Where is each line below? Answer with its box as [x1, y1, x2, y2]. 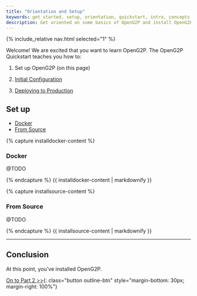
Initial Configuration [14, 76, 63, 83]
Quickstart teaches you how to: [6, 53, 82, 60]
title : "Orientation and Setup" [6, 8, 85, 15]
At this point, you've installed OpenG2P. [6, 265, 103, 273]
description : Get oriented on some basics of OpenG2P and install [6, 19, 172, 25]
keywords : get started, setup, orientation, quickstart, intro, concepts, [6, 14, 193, 20]
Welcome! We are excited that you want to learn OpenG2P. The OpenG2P [6, 47, 184, 54]
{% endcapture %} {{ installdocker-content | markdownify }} [6, 176, 152, 183]
